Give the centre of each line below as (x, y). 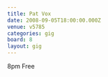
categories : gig (31, 33)
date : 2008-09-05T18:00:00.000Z (54, 20)
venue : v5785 (26, 27)
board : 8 (20, 40)
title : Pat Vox (29, 14)
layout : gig (24, 46)
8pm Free (21, 66)
